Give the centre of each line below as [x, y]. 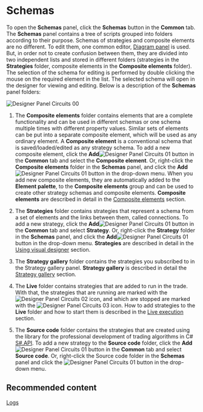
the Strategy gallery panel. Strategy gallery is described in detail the [101, 268]
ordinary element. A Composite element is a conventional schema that [103, 141]
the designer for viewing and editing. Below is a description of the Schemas [101, 85]
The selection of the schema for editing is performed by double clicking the [101, 72]
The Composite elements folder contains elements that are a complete [104, 115]
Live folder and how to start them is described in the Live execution [99, 312]
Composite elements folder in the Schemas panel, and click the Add [101, 167]
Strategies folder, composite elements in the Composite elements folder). [99, 66]
